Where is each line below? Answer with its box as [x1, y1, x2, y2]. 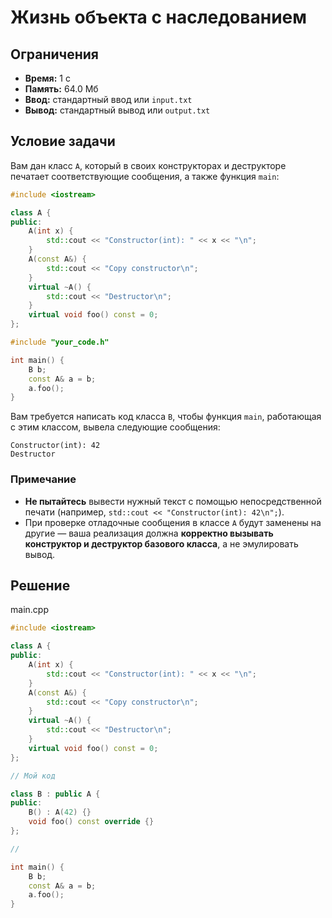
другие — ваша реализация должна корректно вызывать [24, 527, 274, 539]
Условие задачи [10, 133, 116, 150]
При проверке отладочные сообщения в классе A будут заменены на [24, 516, 322, 528]
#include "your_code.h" [10, 337, 110, 348]
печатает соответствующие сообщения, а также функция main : [10, 170, 280, 182]
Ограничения [10, 46, 99, 63]
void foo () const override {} [28, 817, 155, 827]
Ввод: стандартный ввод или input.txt [24, 94, 193, 105]
